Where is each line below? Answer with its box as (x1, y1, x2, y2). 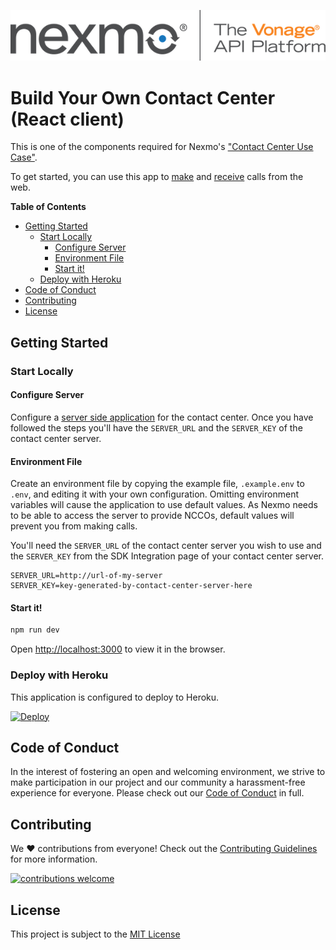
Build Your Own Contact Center (10, 86, 276, 109)
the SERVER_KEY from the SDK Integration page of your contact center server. (10, 550, 325, 562)
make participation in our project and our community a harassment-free (10, 776, 306, 789)
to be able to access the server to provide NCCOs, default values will (10, 510, 295, 522)
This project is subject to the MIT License (10, 928, 181, 940)
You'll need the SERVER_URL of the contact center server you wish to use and (10, 540, 322, 552)
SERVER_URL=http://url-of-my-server (10, 571, 163, 581)
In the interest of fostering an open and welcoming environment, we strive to (10, 766, 326, 778)
